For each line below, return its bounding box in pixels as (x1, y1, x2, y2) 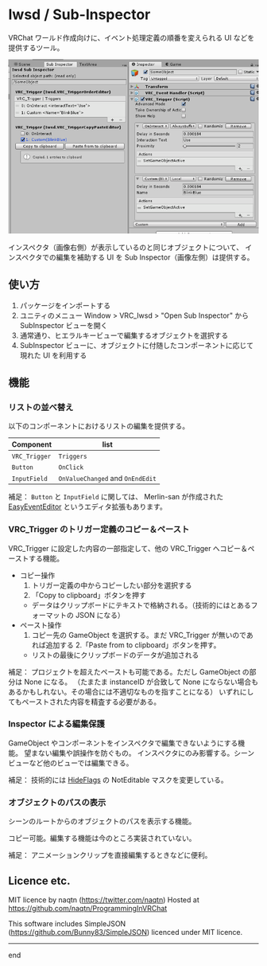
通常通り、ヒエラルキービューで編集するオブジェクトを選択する (19, 330, 229, 340)
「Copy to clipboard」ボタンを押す (31, 590, 147, 600)
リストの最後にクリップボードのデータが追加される (31, 650, 199, 659)
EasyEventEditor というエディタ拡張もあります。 (8, 502, 167, 511)
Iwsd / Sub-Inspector (8, 6, 151, 24)
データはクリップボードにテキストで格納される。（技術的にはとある (31, 600, 252, 610)
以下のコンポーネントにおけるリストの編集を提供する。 (8, 421, 189, 431)
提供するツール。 (8, 42, 64, 53)
